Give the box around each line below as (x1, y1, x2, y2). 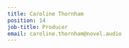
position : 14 (7, 17, 46, 24)
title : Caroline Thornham (7, 10, 84, 18)
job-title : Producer (7, 23, 69, 30)
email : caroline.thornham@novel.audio (7, 30, 122, 37)
